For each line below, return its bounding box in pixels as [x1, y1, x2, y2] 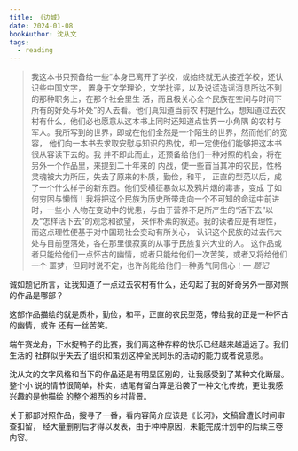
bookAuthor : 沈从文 [9, 29, 77, 38]
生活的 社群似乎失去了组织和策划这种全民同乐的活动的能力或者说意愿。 [9, 350, 268, 360]
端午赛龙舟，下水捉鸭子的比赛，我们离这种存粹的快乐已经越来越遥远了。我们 [9, 339, 289, 350]
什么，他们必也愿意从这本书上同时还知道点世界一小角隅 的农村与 [46, 116, 282, 127]
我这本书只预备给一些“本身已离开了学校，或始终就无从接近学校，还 [30, 72, 276, 83]
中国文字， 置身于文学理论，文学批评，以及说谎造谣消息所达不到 [46, 83, 282, 93]
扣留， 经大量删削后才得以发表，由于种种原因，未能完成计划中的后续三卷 [16, 421, 284, 431]
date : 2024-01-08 [9, 21, 74, 30]
